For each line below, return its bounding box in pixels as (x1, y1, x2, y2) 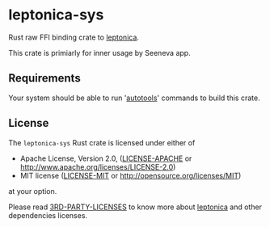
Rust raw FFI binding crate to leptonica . (8, 32, 140, 42)
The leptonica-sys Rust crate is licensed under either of (8, 137, 196, 147)
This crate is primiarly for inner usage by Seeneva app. (8, 48, 192, 57)
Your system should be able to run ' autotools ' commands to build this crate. (8, 93, 260, 103)
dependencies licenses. (8, 210, 87, 220)
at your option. (8, 186, 57, 195)
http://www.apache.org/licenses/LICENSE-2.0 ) (19, 162, 176, 171)
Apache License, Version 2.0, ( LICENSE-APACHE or (19, 153, 192, 163)
